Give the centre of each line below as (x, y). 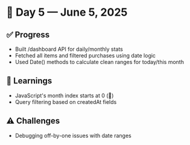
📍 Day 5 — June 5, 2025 (67, 12)
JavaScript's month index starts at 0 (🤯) (64, 95)
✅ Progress (28, 35)
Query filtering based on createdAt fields (66, 101)
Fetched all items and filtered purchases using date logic (85, 56)
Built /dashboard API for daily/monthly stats (69, 49)
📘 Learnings (29, 81)
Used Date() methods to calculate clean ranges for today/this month (99, 62)
